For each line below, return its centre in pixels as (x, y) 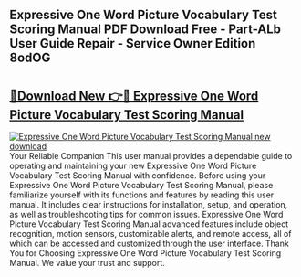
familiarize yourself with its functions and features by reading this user (142, 195)
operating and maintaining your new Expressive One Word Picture (133, 165)
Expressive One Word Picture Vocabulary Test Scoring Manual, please (141, 185)
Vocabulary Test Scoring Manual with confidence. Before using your (138, 176)
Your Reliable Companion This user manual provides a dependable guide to (151, 156)
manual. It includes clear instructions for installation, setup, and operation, (149, 204)
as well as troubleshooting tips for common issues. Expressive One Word (146, 214)
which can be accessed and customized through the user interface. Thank (149, 243)
